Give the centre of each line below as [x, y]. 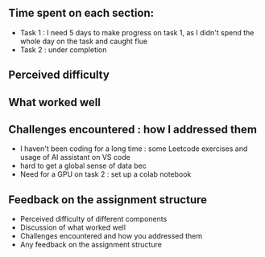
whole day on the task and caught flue [83, 41]
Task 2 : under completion [63, 49]
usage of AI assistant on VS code [75, 157]
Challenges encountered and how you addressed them [111, 236]
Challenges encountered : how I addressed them [133, 129]
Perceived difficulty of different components [93, 219]
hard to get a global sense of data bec [83, 166]
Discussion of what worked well [73, 227]
